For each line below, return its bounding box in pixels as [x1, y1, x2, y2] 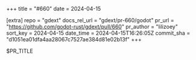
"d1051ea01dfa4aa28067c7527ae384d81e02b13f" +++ [6, 36, 142, 43]
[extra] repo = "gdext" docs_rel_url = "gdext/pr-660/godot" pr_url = [6, 17, 174, 23]
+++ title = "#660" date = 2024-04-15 [6, 5, 101, 12]
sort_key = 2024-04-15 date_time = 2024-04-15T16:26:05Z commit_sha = [6, 29, 191, 37]
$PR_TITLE [6, 47, 33, 55]
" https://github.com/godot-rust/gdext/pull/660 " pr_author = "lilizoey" [6, 23, 178, 30]
